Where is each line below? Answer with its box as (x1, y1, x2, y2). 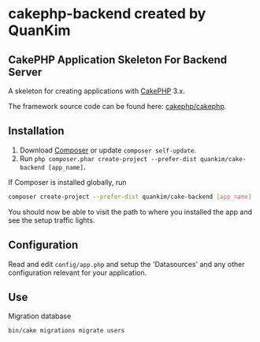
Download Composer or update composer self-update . (19, 145, 197, 155)
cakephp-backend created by (8, 5, 206, 23)
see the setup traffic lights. (8, 215, 95, 225)
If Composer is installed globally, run (8, 177, 128, 186)
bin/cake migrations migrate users (8, 327, 125, 335)
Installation (8, 124, 65, 138)
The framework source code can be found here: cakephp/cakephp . (8, 102, 227, 111)
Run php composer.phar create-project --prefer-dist (19, 153, 197, 163)
